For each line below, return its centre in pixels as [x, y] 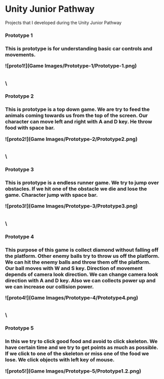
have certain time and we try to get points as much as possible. [82, 348]
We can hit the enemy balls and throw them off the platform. [78, 262]
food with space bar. [30, 128]
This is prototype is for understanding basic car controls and [79, 49]
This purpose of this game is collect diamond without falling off [82, 250]
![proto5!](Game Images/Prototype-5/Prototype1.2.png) [73, 371]
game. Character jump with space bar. [51, 195]
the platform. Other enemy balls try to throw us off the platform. [82, 256]
